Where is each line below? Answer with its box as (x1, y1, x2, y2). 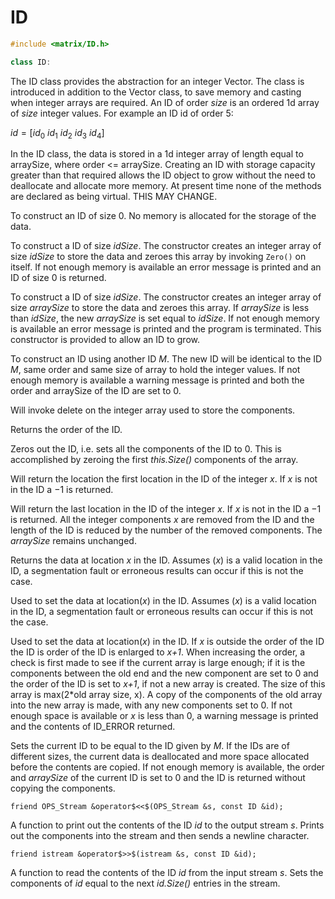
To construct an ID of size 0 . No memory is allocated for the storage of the (10, 210, 317, 222)
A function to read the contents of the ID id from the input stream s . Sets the (10, 867, 324, 879)
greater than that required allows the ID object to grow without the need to (10, 169, 317, 181)
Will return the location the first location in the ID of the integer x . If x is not (10, 473, 318, 485)
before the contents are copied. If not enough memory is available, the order (10, 761, 325, 773)
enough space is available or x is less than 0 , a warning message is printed (10, 710, 319, 722)
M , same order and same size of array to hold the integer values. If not (10, 364, 301, 376)
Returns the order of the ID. (10, 424, 123, 436)
